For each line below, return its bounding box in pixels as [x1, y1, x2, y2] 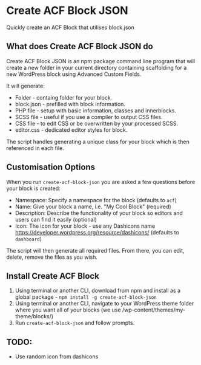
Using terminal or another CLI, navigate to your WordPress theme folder [15, 300, 194, 307]
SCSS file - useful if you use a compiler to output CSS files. [15, 113, 163, 120]
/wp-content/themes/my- [122, 306, 186, 313]
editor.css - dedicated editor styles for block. [15, 126, 128, 134]
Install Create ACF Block [6, 271, 100, 281]
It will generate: [6, 82, 45, 89]
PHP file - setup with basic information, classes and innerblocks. [15, 107, 177, 114]
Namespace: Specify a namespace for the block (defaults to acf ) [15, 196, 177, 203]
